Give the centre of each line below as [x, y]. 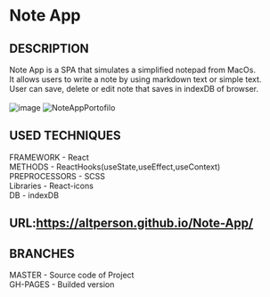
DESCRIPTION [49, 49]
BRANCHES [42, 254]
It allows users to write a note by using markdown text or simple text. [135, 79]
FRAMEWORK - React [49, 157]
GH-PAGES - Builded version [62, 285]
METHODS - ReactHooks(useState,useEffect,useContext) [115, 167]
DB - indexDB [34, 195]
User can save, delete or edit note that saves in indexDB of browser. [134, 89]
